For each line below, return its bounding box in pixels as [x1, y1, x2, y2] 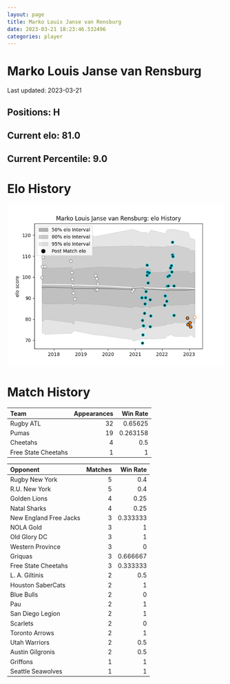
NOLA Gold [10, 523, 43, 532]
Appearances [73, 409, 114, 417]
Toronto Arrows [10, 628, 54, 637]
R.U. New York [10, 485, 52, 493]
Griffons [10, 657, 33, 665]
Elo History [7, 181, 72, 197]
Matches [85, 465, 112, 474]
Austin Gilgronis [10, 648, 55, 656]
